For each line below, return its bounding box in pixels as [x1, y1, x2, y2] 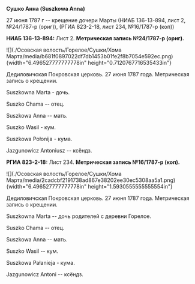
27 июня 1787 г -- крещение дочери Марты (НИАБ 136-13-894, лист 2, [6, 17, 186, 23]
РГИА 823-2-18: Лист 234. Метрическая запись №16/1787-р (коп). [6, 159, 180, 166]
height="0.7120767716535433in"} [88, 59, 172, 66]
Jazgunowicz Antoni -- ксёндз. [6, 271, 84, 278]
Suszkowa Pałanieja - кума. [6, 259, 75, 266]
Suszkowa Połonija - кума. [6, 135, 73, 142]
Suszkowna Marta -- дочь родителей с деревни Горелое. [6, 213, 152, 220]
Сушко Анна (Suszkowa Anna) [6, 5, 85, 12]
